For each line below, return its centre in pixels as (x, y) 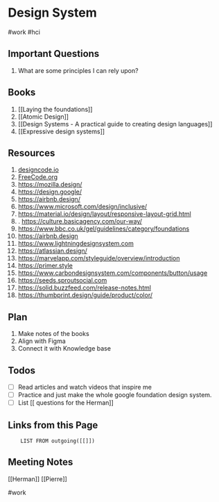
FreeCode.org (38, 177)
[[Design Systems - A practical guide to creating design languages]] (115, 124)
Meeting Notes (41, 462)
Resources (32, 153)
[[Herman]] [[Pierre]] (38, 479)
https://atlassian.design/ (52, 251)
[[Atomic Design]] (43, 117)
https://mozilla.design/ (50, 185)
